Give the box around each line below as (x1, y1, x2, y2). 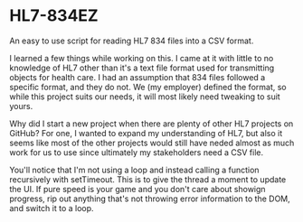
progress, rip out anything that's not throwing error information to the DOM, (9, 193, 291, 204)
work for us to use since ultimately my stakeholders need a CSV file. (9, 146, 264, 158)
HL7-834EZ (9, 5, 99, 26)
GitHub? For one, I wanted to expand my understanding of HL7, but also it (9, 127, 283, 138)
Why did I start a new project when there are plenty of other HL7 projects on (9, 118, 294, 129)
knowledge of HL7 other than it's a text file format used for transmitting (9, 62, 275, 73)
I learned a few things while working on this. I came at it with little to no (9, 52, 274, 63)
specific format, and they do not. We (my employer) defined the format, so (9, 81, 287, 92)
